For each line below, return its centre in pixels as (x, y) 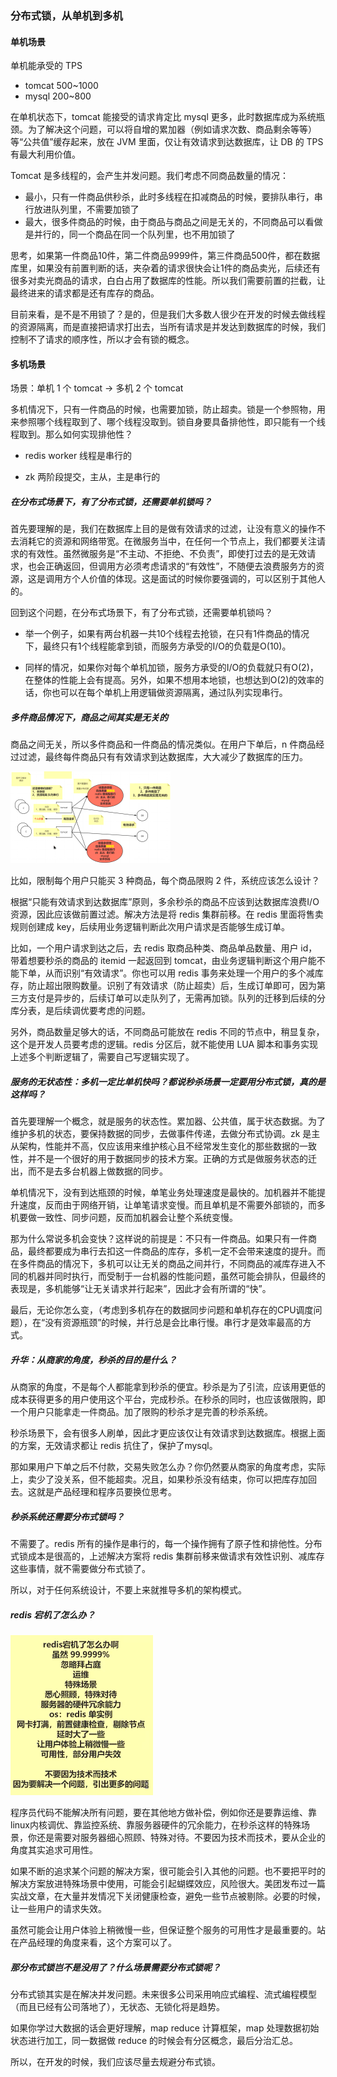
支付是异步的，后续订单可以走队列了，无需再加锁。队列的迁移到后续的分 (176, 998)
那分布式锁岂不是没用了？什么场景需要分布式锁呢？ (115, 1967)
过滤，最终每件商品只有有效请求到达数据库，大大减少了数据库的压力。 (163, 757)
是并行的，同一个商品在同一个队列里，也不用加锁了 (130, 234)
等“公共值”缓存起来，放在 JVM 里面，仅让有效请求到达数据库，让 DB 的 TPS (167, 142)
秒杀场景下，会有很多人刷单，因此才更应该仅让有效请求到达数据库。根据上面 (168, 1433)
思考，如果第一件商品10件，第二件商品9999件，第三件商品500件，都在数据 (165, 256)
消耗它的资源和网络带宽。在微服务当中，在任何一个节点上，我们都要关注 (167, 541)
